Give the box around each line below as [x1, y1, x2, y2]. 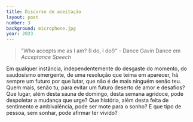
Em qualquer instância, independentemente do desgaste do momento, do [6, 65, 187, 72]
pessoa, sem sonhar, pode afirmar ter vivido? [6, 110, 118, 117]
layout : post [6, 14, 39, 20]
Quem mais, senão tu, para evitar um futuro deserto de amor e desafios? [6, 84, 185, 91]
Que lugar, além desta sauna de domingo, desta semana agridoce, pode [6, 90, 184, 98]
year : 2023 [6, 31, 33, 37]
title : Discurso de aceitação [6, 8, 82, 15]
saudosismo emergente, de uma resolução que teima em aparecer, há [6, 71, 179, 79]
